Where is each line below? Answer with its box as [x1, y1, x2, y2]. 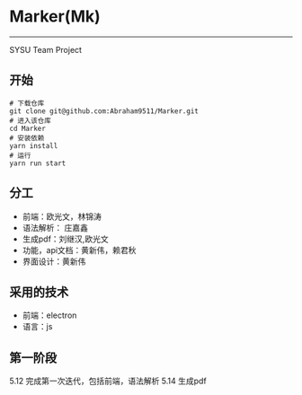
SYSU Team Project [9, 44, 83, 55]
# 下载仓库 [9, 99, 45, 108]
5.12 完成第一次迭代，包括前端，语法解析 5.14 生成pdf [9, 375, 207, 387]
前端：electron [22, 310, 77, 320]
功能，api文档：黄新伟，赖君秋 [22, 244, 137, 255]
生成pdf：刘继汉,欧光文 [22, 233, 110, 244]
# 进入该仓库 [9, 116, 51, 125]
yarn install [9, 141, 58, 150]
